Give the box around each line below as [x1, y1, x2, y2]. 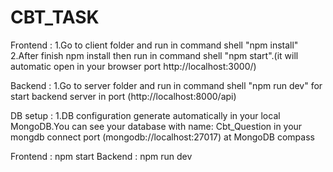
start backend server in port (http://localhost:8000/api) [10, 90, 237, 102]
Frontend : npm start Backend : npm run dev [10, 150, 193, 162]
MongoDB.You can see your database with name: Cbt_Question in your [10, 120, 303, 132]
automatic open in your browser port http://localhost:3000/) [10, 60, 257, 72]
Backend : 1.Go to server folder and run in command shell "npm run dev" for [10, 79, 323, 91]
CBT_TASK [10, 6, 100, 29]
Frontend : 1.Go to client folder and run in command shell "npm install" [10, 39, 299, 51]
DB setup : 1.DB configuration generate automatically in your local [10, 109, 281, 121]
